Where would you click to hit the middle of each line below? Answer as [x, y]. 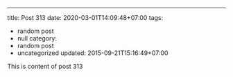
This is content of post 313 [45, 66]
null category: [37, 38]
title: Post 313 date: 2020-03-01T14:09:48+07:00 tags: [85, 18]
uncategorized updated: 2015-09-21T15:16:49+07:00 [93, 53]
